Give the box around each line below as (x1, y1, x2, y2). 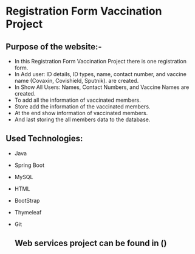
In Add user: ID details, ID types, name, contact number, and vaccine (14, 71, 186, 77)
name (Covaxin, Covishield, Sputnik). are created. (14, 77, 139, 84)
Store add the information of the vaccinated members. (14, 103, 151, 110)
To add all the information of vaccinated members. (14, 96, 141, 104)
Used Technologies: (5, 133, 83, 144)
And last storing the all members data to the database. (14, 116, 151, 123)
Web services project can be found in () (14, 238, 167, 249)
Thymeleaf (14, 208, 42, 216)
